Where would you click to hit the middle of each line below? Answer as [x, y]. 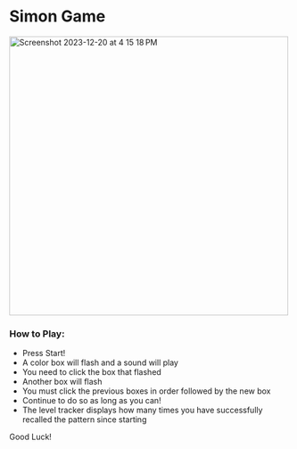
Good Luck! [30, 437]
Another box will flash [62, 382]
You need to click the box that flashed [92, 372]
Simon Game [58, 17]
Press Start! [44, 353]
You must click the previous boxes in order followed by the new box [146, 391]
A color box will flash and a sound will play [100, 362]
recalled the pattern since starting [84, 420]
